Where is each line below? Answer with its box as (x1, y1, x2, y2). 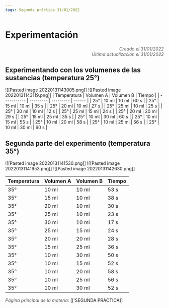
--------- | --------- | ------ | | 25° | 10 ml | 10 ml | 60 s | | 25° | (29, 98, 159, 104)
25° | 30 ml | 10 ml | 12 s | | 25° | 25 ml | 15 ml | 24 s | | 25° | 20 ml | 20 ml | (5, 108, 160, 114)
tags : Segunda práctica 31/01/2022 (5, 7, 80, 13)
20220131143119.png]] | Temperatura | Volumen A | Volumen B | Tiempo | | (5, 92, 159, 98)
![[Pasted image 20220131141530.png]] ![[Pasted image (5, 160, 120, 166)
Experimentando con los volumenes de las (5, 66, 141, 74)
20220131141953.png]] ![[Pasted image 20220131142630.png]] (5, 166, 135, 172)
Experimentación (5, 29, 78, 40)
